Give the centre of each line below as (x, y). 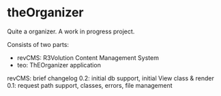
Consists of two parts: (38, 44)
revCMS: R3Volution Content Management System (88, 58)
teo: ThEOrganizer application (59, 65)
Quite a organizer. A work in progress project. (71, 31)
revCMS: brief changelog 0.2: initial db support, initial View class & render (111, 78)
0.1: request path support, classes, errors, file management (90, 85)
